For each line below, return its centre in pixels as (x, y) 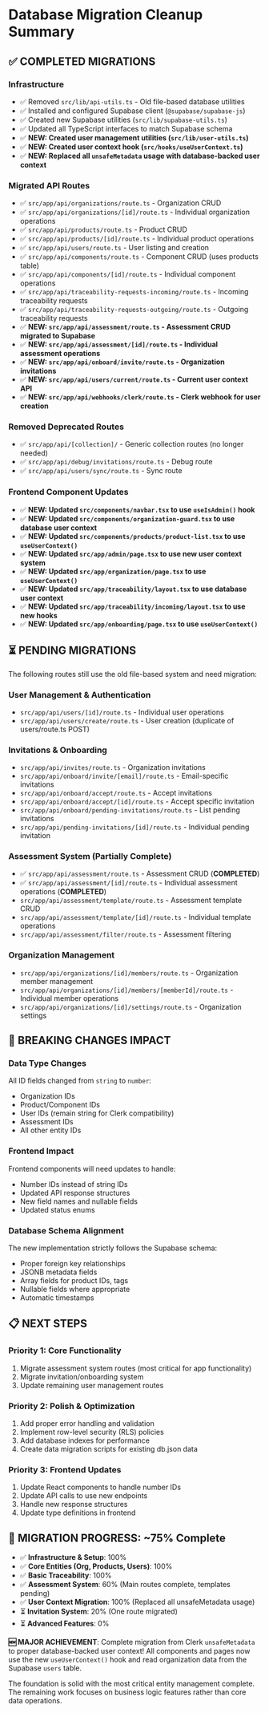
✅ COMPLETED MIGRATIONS (82, 61)
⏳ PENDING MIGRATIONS (72, 651)
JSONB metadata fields (58, 1272)
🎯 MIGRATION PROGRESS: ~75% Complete (117, 1538)
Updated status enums (57, 1209)
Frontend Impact (41, 1151)
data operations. (35, 1701)
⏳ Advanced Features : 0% (64, 1624)
